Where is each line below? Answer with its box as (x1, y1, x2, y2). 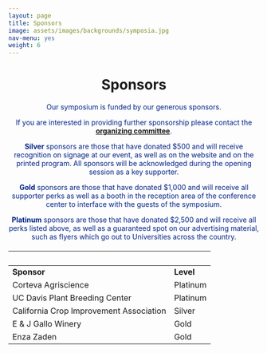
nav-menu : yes (8, 34, 56, 42)
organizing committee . (95, 126, 173, 136)
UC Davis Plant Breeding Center (12, 292, 132, 303)
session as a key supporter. (88, 167, 179, 176)
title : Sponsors (8, 19, 62, 27)
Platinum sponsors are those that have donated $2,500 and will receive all (11, 215, 257, 224)
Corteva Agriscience (12, 279, 89, 290)
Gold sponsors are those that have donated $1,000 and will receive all (19, 183, 249, 192)
